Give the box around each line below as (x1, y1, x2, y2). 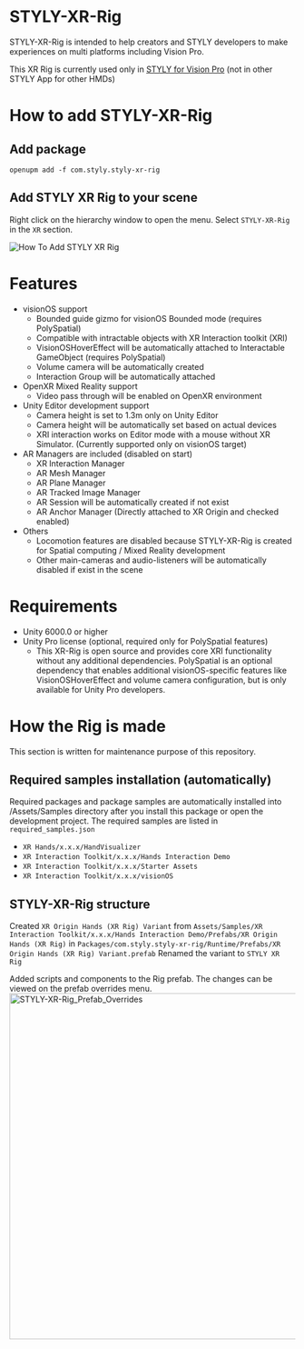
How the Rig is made (9, 715, 166, 736)
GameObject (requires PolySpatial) (35, 352, 166, 363)
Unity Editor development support (22, 400, 150, 411)
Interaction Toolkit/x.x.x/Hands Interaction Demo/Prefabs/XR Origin (9, 930, 279, 940)
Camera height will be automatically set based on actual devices (35, 419, 277, 430)
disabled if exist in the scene (35, 564, 143, 575)
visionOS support (22, 303, 88, 315)
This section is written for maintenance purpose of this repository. (9, 745, 257, 756)
